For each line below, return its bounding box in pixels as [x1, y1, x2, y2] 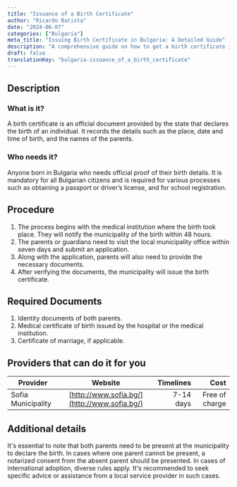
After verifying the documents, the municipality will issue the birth [17, 267, 209, 276]
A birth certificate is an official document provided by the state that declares [7, 119, 229, 128]
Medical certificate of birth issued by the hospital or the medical [17, 322, 204, 330]
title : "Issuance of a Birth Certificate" [7, 10, 134, 18]
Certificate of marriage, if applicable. [17, 337, 125, 345]
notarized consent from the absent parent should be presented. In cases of [7, 456, 226, 464]
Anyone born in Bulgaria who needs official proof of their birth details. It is [7, 168, 222, 176]
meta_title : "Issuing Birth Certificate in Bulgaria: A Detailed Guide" [7, 37, 226, 44]
